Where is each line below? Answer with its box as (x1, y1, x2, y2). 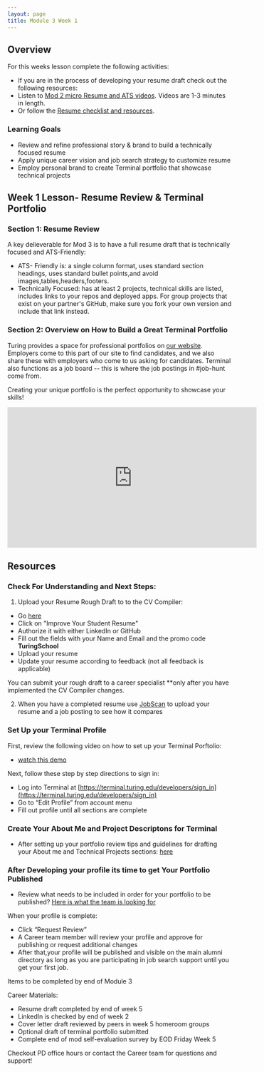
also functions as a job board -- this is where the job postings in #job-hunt (7, 364, 226, 372)
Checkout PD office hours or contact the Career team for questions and (7, 1049, 217, 1058)
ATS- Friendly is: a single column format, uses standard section (17, 262, 204, 270)
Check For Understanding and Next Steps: (7, 581, 157, 591)
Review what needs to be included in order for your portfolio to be (17, 890, 211, 899)
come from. (7, 372, 41, 380)
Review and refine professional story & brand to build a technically (17, 141, 212, 149)
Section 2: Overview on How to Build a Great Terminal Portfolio (7, 325, 228, 335)
